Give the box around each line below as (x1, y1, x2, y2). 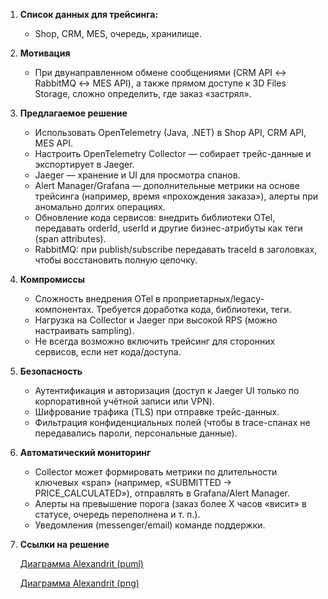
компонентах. (34, 304, 95, 315)
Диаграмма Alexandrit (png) (19, 577, 140, 589)
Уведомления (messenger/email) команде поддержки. (34, 519, 266, 531)
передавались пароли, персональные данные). (34, 427, 238, 439)
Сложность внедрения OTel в (34, 293, 161, 304)
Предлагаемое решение (19, 107, 128, 119)
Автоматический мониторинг (19, 447, 152, 458)
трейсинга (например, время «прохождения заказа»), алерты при (34, 190, 319, 202)
